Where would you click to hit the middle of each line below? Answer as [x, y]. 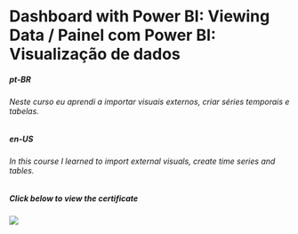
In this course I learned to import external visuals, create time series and [142, 161]
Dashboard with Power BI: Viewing [140, 16]
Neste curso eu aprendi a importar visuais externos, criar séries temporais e [149, 102]
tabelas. [24, 111]
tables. [22, 171]
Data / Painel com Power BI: [113, 35]
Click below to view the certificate [74, 198]
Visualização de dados [95, 54]
